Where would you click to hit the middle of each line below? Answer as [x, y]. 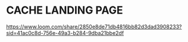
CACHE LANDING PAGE [65, 10]
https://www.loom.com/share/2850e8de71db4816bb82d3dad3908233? [94, 27]
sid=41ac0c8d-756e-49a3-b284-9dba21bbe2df [65, 33]
